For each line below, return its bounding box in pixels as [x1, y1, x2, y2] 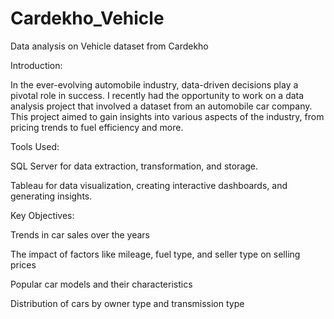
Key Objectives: [10, 209, 75, 221]
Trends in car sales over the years [10, 228, 151, 241]
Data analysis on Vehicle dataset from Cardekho [10, 40, 209, 52]
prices [10, 258, 37, 271]
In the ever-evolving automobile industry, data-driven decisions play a [10, 78, 299, 91]
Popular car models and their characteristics [10, 278, 193, 290]
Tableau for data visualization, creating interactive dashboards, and [10, 179, 288, 191]
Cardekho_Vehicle [10, 7, 165, 30]
